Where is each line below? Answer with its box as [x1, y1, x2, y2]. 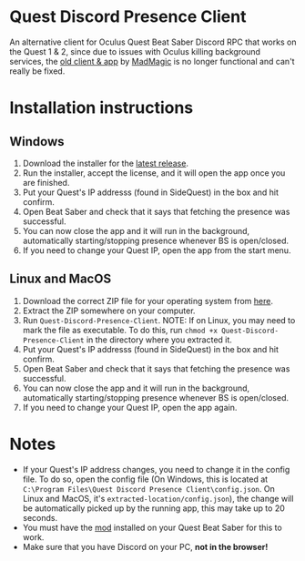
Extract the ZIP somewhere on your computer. [22, 305, 196, 316]
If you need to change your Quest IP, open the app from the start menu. [22, 244, 291, 256]
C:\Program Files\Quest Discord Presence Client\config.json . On [22, 483, 275, 494]
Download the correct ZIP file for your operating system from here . [22, 295, 273, 306]
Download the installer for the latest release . [22, 158, 189, 168]
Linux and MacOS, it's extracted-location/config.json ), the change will [22, 493, 294, 504]
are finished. [22, 177, 70, 188]
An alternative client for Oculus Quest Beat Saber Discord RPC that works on [9, 36, 297, 47]
